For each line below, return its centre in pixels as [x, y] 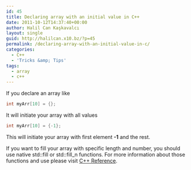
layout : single [25, 33]
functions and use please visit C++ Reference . [62, 161]
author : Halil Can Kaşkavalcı [43, 28]
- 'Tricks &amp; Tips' [39, 60]
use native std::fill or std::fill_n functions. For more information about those [96, 154]
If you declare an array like [38, 93]
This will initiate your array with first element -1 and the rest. [78, 137]
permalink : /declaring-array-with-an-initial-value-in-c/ [78, 44]
